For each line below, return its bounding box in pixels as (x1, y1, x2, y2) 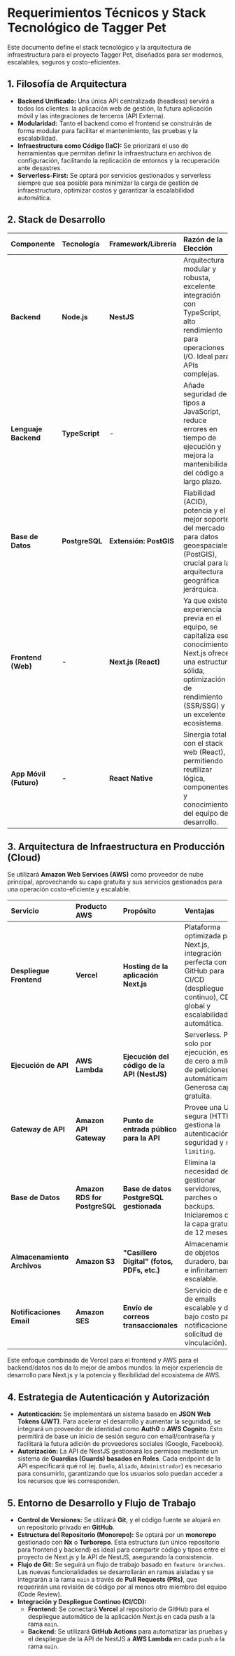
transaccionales (122, 1321, 178, 1330)
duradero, (184, 1257, 217, 1267)
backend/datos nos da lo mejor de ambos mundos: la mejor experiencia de (7, 1363, 223, 1372)
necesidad (184, 1167, 219, 1176)
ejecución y (183, 441, 222, 451)
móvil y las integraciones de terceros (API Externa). (17, 111, 166, 120)
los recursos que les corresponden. (17, 1477, 120, 1485)
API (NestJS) (122, 1069, 167, 1079)
